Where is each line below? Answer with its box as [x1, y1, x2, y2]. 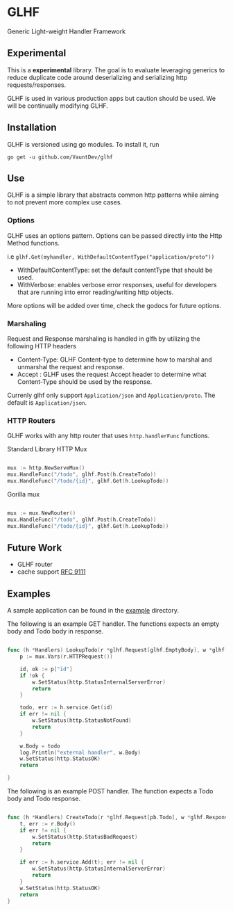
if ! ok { [19, 672, 45, 679]
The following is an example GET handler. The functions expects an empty [7, 620, 220, 628]
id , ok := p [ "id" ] [19, 666, 73, 672]
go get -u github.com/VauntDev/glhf [7, 154, 113, 161]
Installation [7, 122, 57, 134]
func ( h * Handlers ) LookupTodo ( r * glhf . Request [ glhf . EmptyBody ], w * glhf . [7, 647, 228, 654]
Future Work [7, 542, 62, 554]
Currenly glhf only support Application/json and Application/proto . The [7, 391, 216, 399]
